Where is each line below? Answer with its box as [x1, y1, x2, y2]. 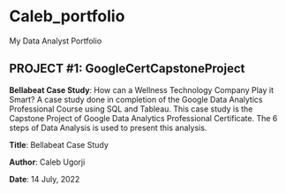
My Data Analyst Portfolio [9, 35, 102, 46]
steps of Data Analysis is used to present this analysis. [9, 122, 207, 133]
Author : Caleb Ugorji [9, 157, 86, 167]
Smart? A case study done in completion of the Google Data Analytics [9, 94, 263, 104]
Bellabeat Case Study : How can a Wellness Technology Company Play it [9, 84, 274, 95]
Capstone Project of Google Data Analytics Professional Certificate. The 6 [9, 112, 278, 123]
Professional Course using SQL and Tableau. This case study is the [9, 104, 253, 114]
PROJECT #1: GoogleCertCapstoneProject [9, 61, 245, 76]
